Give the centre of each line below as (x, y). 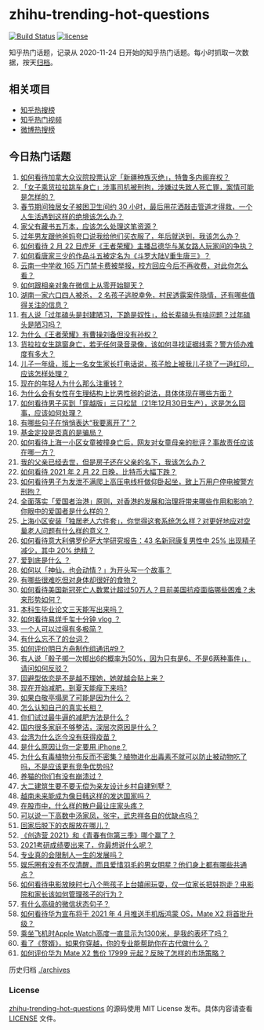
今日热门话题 (40, 157)
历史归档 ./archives (40, 970)
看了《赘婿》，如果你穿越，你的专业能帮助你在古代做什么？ (115, 943)
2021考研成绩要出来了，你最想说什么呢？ (87, 845)
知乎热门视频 (41, 119)
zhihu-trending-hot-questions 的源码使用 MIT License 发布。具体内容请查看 (131, 1008)
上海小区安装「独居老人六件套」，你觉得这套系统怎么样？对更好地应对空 (135, 521)
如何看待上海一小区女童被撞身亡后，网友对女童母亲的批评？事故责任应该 (137, 442)
